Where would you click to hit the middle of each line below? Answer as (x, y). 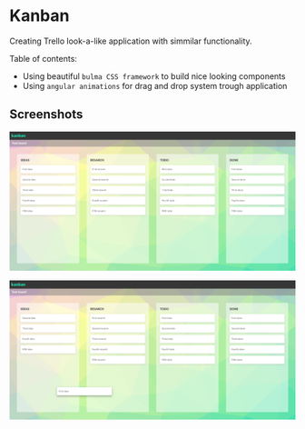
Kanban (39, 16)
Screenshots (46, 115)
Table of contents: (43, 58)
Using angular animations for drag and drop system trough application (155, 85)
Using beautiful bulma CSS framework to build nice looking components (154, 76)
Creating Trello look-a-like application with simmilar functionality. (131, 41)
